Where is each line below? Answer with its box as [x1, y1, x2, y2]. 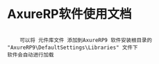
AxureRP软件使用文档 [7, 6, 132, 22]
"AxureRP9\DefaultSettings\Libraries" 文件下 [7, 44, 138, 51]
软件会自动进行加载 [7, 51, 54, 58]
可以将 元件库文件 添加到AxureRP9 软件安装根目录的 [19, 36, 153, 43]
